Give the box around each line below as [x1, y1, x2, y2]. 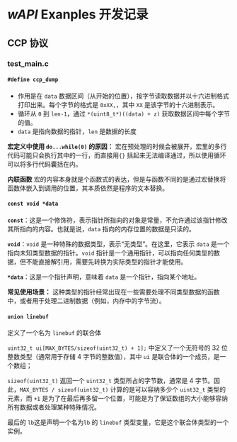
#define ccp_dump [7, 76, 59, 84]
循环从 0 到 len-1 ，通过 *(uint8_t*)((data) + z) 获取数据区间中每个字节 [17, 109, 231, 118]
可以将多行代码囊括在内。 [7, 160, 82, 168]
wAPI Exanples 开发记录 [7, 6, 149, 23]
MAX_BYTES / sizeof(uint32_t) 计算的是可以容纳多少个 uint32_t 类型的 [20, 385, 226, 394]
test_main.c [7, 58, 50, 68]
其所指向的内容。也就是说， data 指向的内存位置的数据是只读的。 [7, 224, 196, 233]
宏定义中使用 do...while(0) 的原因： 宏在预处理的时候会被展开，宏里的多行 [7, 142, 227, 150]
